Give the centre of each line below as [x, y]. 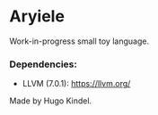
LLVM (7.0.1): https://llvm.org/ [76, 84]
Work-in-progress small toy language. [79, 41]
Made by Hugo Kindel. [51, 101]
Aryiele [37, 16]
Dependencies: [44, 64]
